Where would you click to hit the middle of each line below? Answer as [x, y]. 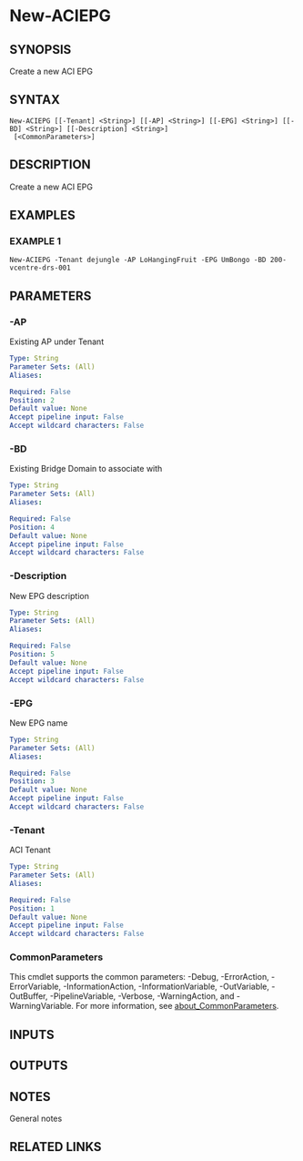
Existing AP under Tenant [57, 341]
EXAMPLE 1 [35, 240]
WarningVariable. [42, 1006]
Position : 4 [32, 527]
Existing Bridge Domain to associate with [86, 469]
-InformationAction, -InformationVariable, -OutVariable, [167, 987]
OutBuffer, [29, 996]
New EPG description [49, 596]
